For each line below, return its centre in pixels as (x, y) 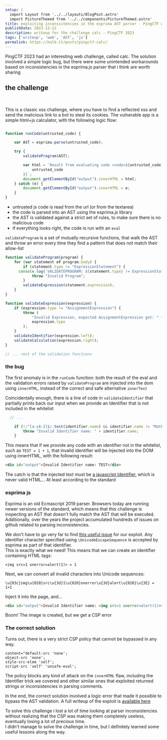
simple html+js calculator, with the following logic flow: (61, 120)
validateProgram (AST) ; (46, 156)
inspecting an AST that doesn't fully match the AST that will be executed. (80, 514)
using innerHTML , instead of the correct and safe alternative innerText (76, 388)
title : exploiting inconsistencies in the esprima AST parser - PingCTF (82, 24)
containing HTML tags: (29, 555)
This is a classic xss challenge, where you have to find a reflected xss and (81, 109)
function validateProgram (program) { (44, 258)
